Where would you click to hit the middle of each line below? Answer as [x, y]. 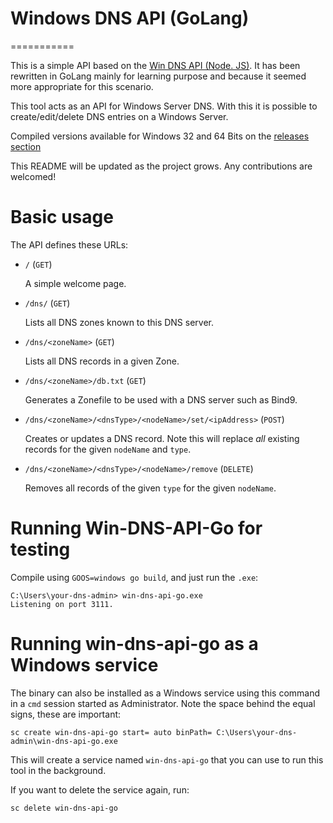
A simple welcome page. [75, 283]
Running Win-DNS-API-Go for [136, 528]
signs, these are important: [66, 714]
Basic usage [62, 217]
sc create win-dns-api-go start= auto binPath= [111, 732]
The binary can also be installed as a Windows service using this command [165, 693]
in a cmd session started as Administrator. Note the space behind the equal [163, 703]
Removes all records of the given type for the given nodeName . [150, 488]
